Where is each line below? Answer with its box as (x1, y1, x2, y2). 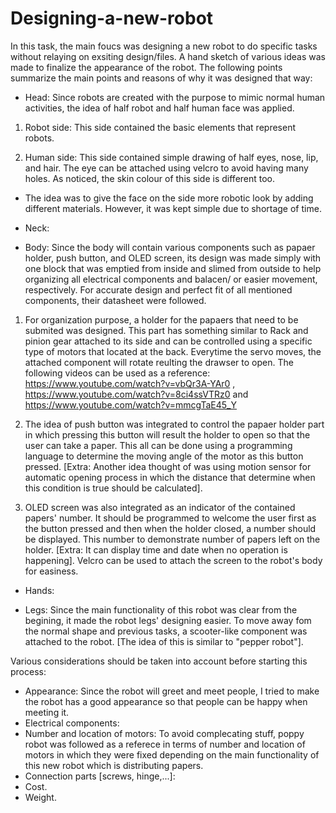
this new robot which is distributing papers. (24, 759, 204, 771)
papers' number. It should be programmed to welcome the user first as (24, 512, 317, 524)
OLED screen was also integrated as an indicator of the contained (24, 501, 296, 513)
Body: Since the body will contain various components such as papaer (24, 241, 316, 253)
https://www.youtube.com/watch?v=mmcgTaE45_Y (24, 398, 237, 411)
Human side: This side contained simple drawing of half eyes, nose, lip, (24, 151, 319, 163)
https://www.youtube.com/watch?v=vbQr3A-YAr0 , (24, 377, 236, 389)
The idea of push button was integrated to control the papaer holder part (24, 418, 325, 430)
